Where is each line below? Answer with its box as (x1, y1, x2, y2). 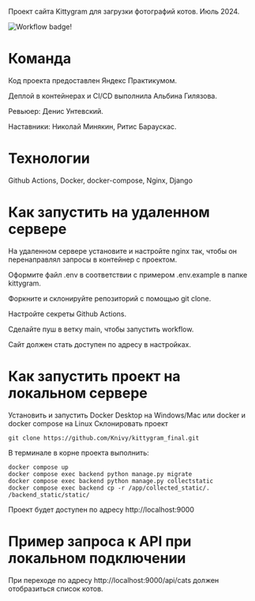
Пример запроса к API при (8, 532, 192, 550)
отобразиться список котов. (8, 584, 104, 593)
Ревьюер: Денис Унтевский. (8, 106, 104, 115)
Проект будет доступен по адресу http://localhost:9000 (8, 505, 195, 514)
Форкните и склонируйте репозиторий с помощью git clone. (8, 293, 212, 303)
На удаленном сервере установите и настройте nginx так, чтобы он (8, 246, 238, 255)
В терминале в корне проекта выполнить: (8, 448, 150, 457)
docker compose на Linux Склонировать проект (8, 418, 168, 428)
